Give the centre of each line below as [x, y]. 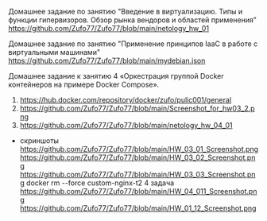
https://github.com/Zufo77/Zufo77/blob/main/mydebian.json [107, 60]
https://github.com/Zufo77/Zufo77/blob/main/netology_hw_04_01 [126, 125]
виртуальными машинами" [54, 52]
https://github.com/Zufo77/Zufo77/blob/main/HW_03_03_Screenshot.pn [137, 174]
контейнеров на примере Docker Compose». [84, 84]
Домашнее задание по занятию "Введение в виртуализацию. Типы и [126, 12]
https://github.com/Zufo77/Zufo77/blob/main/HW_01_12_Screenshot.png [138, 208]
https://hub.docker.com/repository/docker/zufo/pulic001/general [126, 100]
